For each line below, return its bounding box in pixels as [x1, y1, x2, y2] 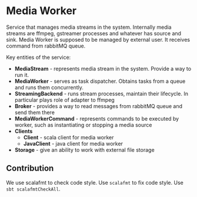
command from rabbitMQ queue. [6, 42, 86, 49]
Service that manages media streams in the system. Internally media [6, 24, 172, 31]
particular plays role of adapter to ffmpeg [14, 96, 115, 103]
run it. [14, 71, 29, 78]
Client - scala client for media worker [23, 133, 114, 141]
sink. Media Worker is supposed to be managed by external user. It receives [6, 36, 190, 43]
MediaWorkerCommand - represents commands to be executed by [14, 115, 179, 122]
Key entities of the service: [6, 54, 71, 61]
